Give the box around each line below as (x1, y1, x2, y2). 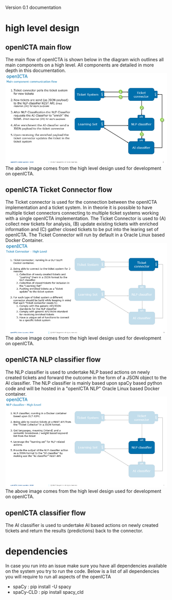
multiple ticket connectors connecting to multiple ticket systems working (5, 210, 159, 216)
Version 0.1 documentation (5, 5, 62, 10)
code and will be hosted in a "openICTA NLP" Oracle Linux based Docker (5, 385, 160, 392)
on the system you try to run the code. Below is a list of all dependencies (5, 568, 159, 574)
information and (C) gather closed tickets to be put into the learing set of (5, 226, 159, 233)
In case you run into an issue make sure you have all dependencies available (5, 562, 167, 569)
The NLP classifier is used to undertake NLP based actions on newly (5, 369, 150, 375)
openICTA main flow (5, 43, 72, 51)
